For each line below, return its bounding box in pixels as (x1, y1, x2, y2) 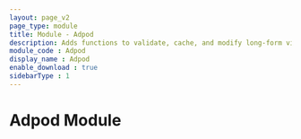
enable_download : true (9, 64, 99, 73)
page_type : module (9, 22, 78, 30)
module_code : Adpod (9, 47, 87, 56)
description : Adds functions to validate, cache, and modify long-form (9, 38, 282, 48)
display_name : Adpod (9, 55, 90, 64)
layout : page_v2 (9, 13, 70, 22)
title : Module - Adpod (9, 30, 94, 39)
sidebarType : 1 (9, 72, 70, 81)
